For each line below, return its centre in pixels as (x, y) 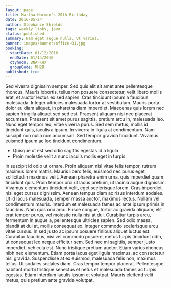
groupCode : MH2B (27, 67)
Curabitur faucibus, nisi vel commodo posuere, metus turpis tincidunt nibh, (84, 237)
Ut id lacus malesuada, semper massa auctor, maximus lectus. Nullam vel (82, 198)
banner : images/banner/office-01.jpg (45, 43)
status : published (25, 34)
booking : (15, 48)
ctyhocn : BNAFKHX (28, 62)
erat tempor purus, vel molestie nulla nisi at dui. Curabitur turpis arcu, (78, 215)
